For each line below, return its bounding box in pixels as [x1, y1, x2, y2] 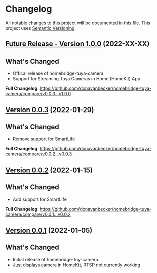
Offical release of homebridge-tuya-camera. [12, 70, 105, 76]
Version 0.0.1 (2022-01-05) [5, 226, 93, 235]
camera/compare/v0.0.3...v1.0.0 [5, 91, 71, 97]
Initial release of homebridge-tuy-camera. [12, 256, 100, 262]
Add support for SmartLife [12, 196, 67, 202]
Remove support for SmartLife [12, 136, 75, 142]
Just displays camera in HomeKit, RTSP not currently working [12, 262, 141, 268]
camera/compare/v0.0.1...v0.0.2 [5, 211, 71, 217]
